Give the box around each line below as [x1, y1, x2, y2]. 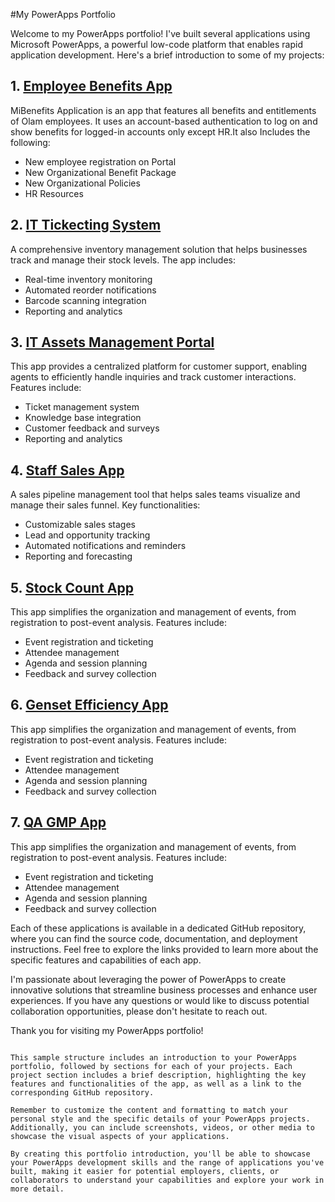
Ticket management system [24, 401, 140, 413]
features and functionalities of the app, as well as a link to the [10, 1079, 302, 1089]
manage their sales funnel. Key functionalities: [10, 499, 201, 511]
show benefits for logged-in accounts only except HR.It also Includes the [10, 125, 311, 138]
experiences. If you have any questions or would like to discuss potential [10, 994, 310, 1006]
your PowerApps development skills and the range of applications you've [10, 1157, 325, 1168]
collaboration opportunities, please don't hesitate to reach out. [10, 1005, 268, 1017]
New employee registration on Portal [24, 155, 177, 168]
